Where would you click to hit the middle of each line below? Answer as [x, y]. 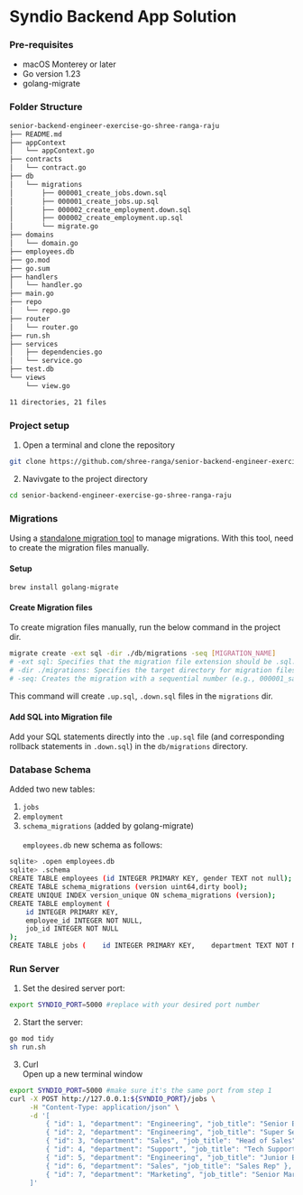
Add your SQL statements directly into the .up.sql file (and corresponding [147, 736]
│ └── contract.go [48, 168]
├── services [34, 344]
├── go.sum [30, 268]
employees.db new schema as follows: [92, 845]
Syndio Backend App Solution [123, 17]
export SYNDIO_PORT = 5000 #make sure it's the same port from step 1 [141, 1090]
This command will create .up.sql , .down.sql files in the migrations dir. [141, 696]
